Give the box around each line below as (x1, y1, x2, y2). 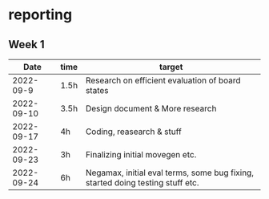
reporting (8, 6, 73, 24)
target (159, 62, 183, 72)
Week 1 (8, 38, 45, 51)
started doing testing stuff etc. (85, 177, 199, 188)
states (85, 85, 109, 95)
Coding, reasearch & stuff (85, 126, 182, 137)
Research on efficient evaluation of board (85, 75, 242, 86)
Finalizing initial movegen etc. (85, 149, 197, 160)
